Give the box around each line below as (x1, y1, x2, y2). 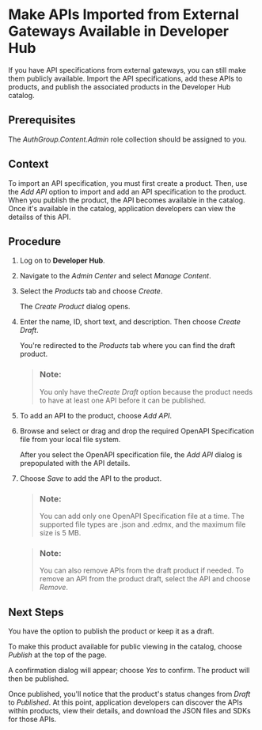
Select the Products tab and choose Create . (19, 286, 163, 296)
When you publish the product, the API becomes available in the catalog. (8, 195, 245, 205)
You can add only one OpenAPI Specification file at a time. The (39, 511, 245, 520)
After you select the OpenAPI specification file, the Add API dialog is (19, 449, 243, 460)
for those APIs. (8, 714, 57, 724)
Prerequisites (8, 113, 76, 127)
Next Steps (8, 605, 64, 618)
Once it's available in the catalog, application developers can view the (8, 203, 236, 213)
